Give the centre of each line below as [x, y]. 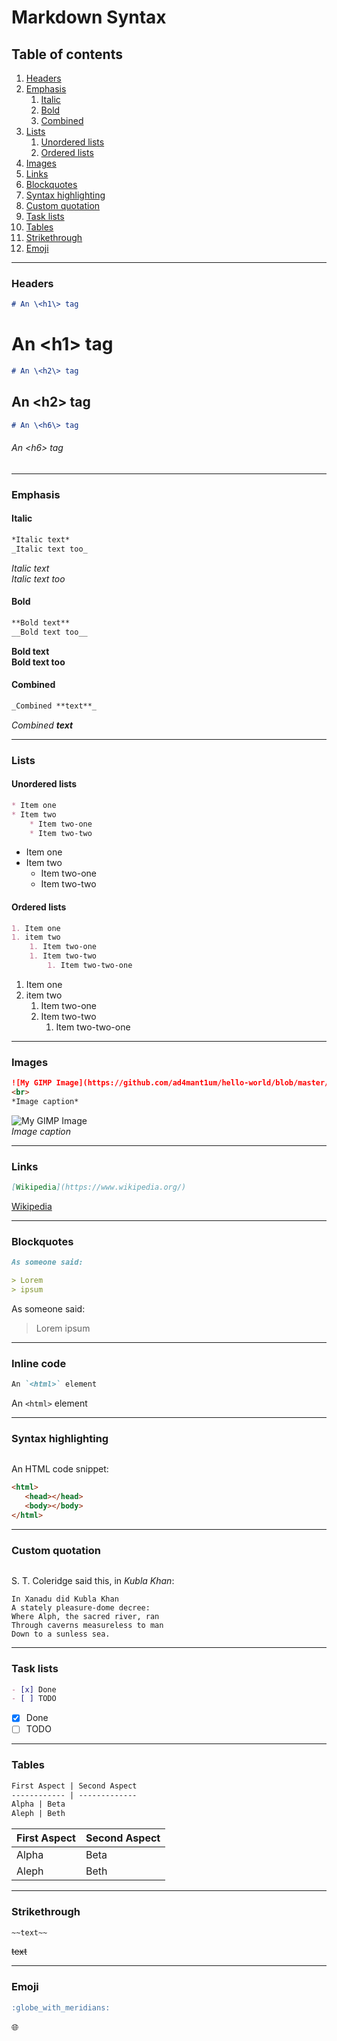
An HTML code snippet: [60, 1469]
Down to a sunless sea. [61, 1634]
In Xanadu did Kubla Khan [65, 1599]
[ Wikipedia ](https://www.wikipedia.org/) [99, 1187]
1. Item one [36, 928]
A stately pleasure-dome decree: [81, 1608]
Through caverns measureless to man [87, 1626]
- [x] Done [34, 1689]
